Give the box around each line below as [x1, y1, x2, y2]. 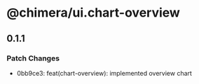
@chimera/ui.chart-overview [6, 5, 180, 21]
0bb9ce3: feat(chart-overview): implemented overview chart [16, 69, 192, 77]
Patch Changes [6, 53, 60, 63]
